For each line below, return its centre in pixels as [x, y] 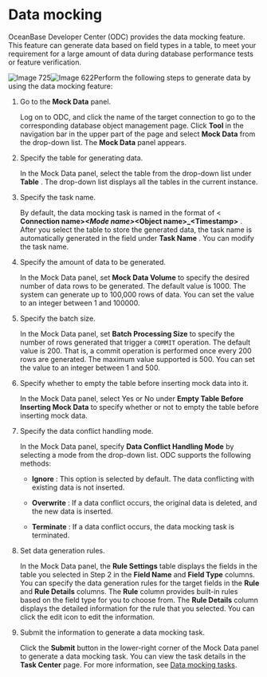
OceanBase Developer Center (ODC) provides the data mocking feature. [127, 37]
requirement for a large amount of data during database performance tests [131, 53]
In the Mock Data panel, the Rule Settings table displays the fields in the [138, 566]
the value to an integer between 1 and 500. [90, 368]
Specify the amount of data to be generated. [92, 262]
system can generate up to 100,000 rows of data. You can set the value [137, 294]
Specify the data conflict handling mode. [86, 431]
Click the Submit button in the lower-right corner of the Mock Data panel [139, 647]
